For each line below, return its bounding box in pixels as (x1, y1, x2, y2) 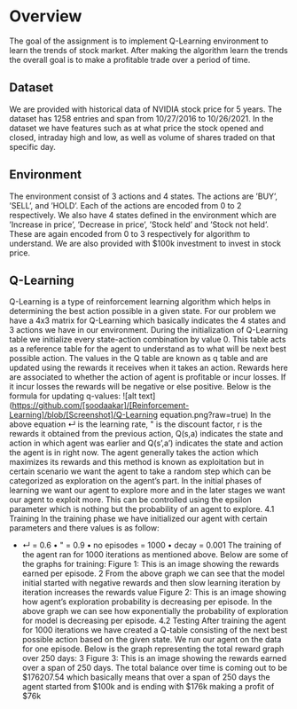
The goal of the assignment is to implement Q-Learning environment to (9, 35, 269, 46)
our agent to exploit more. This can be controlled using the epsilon (9, 494, 253, 505)
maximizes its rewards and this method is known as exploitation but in (9, 457, 264, 468)
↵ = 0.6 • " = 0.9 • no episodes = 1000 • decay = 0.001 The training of (21, 540, 282, 551)
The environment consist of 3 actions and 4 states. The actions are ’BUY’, (9, 191, 277, 201)
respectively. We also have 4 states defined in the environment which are (9, 209, 277, 220)
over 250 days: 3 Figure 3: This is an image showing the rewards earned (21, 653, 287, 664)
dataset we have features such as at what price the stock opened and (9, 122, 264, 133)
